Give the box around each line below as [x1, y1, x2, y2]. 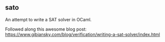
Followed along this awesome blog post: [5, 26, 87, 32]
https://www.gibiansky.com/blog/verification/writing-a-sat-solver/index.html [5, 31, 160, 37]
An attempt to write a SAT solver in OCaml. [5, 16, 92, 22]
